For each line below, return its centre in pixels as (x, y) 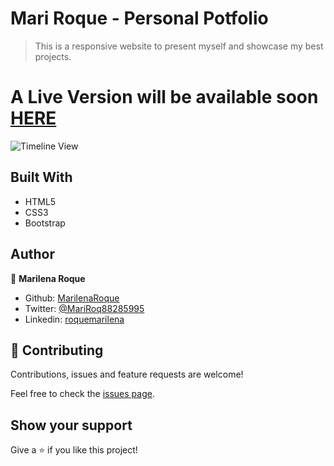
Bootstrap (45, 223)
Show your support (71, 425)
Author (32, 254)
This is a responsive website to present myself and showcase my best (179, 46)
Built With (41, 177)
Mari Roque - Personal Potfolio (139, 18)
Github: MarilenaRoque (72, 298)
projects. (53, 56)
